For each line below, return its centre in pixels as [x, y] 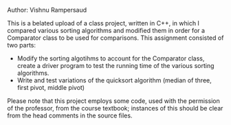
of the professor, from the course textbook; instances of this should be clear [115, 108]
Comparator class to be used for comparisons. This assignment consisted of [115, 38]
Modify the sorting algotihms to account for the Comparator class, [111, 58]
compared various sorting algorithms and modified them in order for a [106, 31]
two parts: [22, 45]
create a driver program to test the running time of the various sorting [115, 66]
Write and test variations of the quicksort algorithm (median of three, [114, 80]
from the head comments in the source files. [70, 115]
